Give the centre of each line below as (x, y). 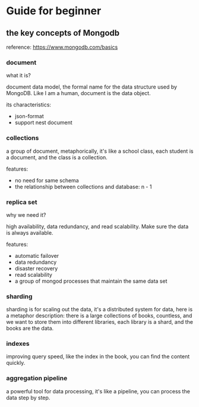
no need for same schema (47, 180)
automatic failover (37, 255)
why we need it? (26, 214)
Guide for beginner (54, 11)
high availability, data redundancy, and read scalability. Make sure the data (97, 226)
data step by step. (28, 397)
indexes (18, 344)
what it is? (18, 75)
